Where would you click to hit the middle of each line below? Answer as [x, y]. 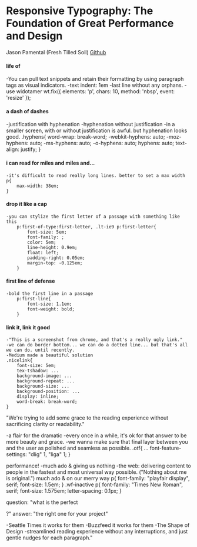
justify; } [31, 149]
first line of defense [31, 281]
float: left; [43, 253]
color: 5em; [42, 242]
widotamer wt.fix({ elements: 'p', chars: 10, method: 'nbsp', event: [96, 91]
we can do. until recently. [41, 350]
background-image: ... [44, 376]
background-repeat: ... [46, 381]
